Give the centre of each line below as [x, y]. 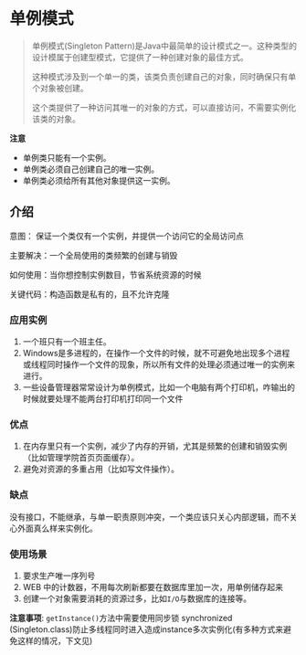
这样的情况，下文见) [55, 640]
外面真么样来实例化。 [57, 528]
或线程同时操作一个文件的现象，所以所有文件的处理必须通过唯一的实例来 [158, 364]
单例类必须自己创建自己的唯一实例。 [91, 169]
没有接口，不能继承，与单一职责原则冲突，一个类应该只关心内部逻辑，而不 [149, 516]
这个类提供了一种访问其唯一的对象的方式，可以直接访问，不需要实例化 [164, 107]
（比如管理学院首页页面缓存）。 [81, 458]
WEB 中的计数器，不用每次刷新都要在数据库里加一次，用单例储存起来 [153, 586]
